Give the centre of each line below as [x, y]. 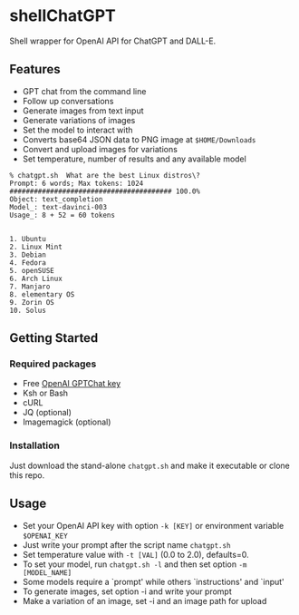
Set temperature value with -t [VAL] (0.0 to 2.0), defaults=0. [135, 554]
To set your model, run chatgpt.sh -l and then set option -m [135, 564]
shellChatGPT [63, 16]
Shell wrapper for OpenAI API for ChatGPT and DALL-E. [113, 41]
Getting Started [54, 338]
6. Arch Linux [36, 278]
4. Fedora [28, 263]
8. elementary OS [42, 294]
